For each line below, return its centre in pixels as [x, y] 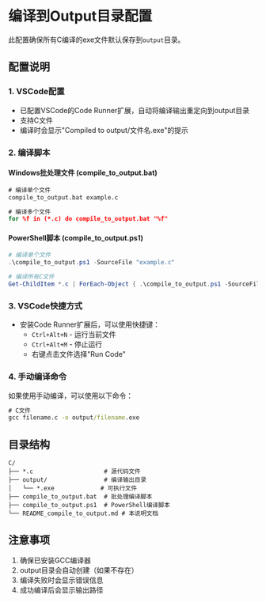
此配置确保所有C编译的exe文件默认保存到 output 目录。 [97, 40]
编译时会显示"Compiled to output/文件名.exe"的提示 [104, 130]
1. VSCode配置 [36, 92]
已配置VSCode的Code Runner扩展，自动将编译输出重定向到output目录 [135, 110]
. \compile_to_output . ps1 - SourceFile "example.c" [92, 263]
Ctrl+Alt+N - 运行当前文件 [74, 335]
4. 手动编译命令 [38, 377]
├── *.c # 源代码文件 [74, 471]
